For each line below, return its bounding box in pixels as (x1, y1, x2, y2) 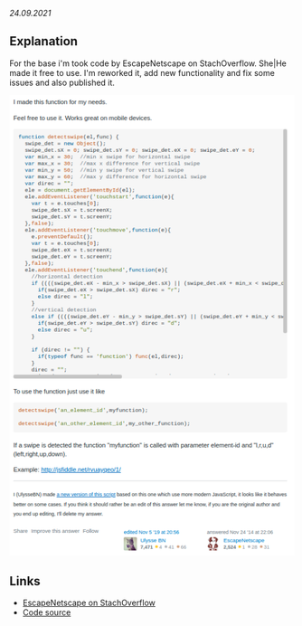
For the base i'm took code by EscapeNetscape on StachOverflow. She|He (9, 58, 287, 69)
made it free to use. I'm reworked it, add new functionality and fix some (9, 67, 276, 78)
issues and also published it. (9, 77, 116, 88)
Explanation (9, 33, 79, 49)
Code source (22, 607, 71, 618)
